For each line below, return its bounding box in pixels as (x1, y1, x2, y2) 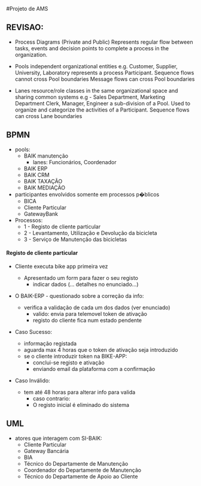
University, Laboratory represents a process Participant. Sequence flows (14, 69, 194, 76)
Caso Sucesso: (14, 328, 53, 335)
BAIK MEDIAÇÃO (23, 184, 66, 191)
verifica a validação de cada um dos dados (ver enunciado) (23, 304, 170, 311)
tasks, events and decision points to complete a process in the (14, 44, 169, 52)
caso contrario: (32, 395, 71, 402)
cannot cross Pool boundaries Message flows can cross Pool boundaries (14, 75, 195, 83)
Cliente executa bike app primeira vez (14, 262, 108, 270)
